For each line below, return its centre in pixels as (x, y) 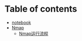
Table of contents (41, 9)
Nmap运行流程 (33, 33)
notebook (21, 22)
